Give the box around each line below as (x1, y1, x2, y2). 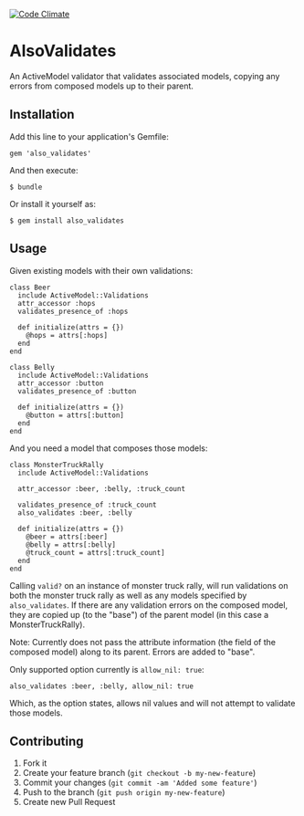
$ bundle (9, 183, 43, 192)
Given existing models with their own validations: (9, 265, 194, 276)
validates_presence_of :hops (17, 307, 129, 316)
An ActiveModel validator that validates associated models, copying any (9, 70, 280, 81)
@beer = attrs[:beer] (26, 532, 108, 541)
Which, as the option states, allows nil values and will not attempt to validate (9, 697, 296, 708)
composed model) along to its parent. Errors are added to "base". (9, 646, 256, 657)
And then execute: (9, 164, 79, 175)
